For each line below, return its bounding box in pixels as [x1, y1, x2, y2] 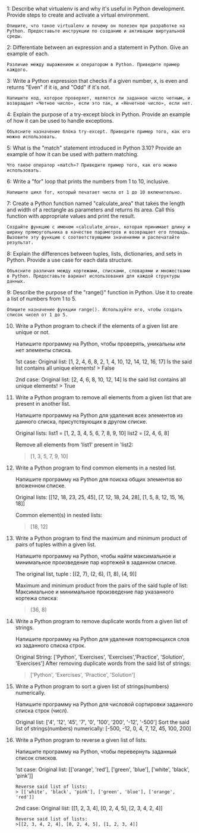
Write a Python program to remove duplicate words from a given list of [15, 618, 188, 624]
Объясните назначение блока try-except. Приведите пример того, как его [7, 129, 191, 135]
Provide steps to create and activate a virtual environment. [7, 11, 150, 18]
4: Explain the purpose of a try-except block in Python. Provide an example [7, 111, 191, 118]
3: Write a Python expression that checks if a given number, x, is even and [7, 77, 188, 84]
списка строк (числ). [15, 707, 69, 714]
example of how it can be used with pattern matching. [7, 151, 139, 157]
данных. [7, 278, 26, 284]
